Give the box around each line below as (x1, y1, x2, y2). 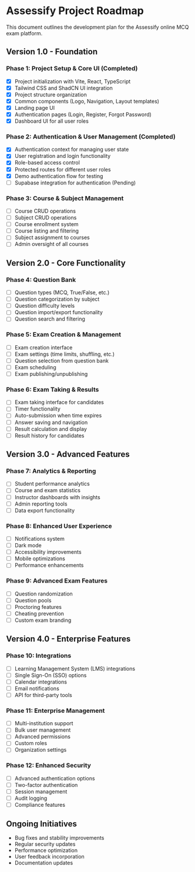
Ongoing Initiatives (6, 819, 78, 829)
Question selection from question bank (14, 357, 109, 364)
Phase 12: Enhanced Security (6, 762, 91, 770)
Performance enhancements (14, 562, 84, 569)
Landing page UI (14, 104, 55, 111)
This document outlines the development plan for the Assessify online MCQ (6, 23, 189, 31)
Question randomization (14, 590, 73, 597)
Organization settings (14, 746, 67, 753)
